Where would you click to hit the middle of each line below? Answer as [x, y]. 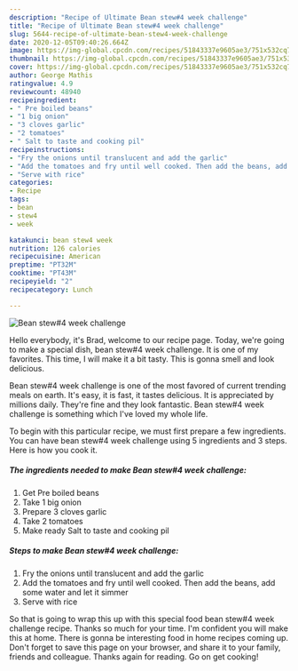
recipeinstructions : [47, 149]
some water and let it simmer [75, 592]
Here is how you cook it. [53, 450]
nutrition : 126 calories [55, 248]
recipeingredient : [43, 100]
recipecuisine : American [55, 257]
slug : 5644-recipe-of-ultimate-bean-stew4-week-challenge [118, 34]
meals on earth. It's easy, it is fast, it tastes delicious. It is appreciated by [142, 395]
